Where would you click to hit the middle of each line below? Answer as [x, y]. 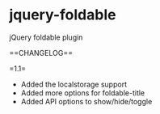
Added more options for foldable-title [83, 93]
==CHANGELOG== [41, 53]
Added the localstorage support [74, 84]
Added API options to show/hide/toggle [86, 101]
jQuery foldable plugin [46, 37]
